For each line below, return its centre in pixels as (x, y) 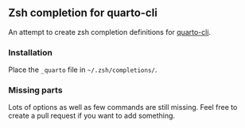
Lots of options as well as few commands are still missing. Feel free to (123, 107)
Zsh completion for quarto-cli (83, 13)
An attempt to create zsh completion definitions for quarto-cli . (110, 32)
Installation (31, 52)
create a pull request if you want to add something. (92, 116)
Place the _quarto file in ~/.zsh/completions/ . (83, 70)
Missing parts (35, 90)
